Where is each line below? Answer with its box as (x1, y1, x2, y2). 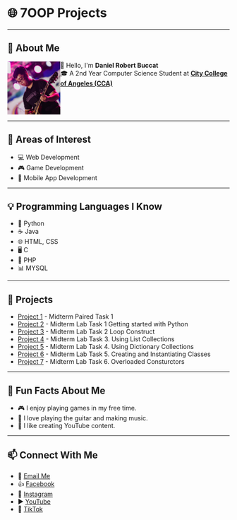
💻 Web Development (17, 153, 80, 161)
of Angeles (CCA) (60, 79, 113, 88)
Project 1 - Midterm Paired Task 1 (17, 312, 114, 321)
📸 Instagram (17, 490, 53, 498)
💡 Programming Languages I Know (7, 200, 162, 213)
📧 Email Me (17, 471, 51, 480)
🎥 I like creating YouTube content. (17, 422, 116, 430)
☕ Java (17, 227, 39, 236)
